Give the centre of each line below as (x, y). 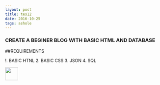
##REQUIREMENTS (25, 51)
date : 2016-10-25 (23, 19)
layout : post (18, 10)
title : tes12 (18, 14)
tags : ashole (18, 23)
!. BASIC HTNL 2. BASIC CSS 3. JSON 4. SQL (51, 60)
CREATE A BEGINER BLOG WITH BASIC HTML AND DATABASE (80, 41)
